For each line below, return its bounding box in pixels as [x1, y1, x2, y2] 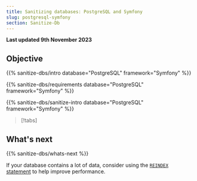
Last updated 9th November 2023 [6, 36, 93, 44]
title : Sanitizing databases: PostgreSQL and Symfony [6, 8, 143, 15]
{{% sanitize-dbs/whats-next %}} [6, 150, 89, 157]
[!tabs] [20, 117, 38, 124]
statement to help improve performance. [6, 168, 106, 175]
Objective [6, 53, 44, 63]
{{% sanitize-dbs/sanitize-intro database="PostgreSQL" [6, 99, 144, 106]
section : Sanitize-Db [6, 20, 60, 26]
